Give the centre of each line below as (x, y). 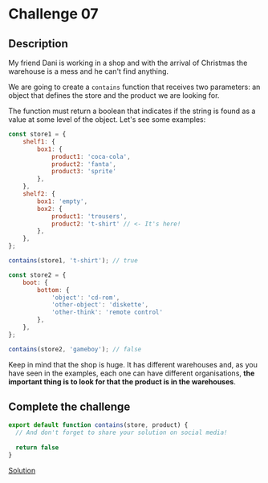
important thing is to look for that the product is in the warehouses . (122, 381)
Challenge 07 (53, 14)
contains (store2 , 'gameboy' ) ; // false (75, 349)
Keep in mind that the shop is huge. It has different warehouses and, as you (133, 364)
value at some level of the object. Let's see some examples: (107, 120)
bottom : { (53, 290)
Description (38, 44)
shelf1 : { (39, 141)
